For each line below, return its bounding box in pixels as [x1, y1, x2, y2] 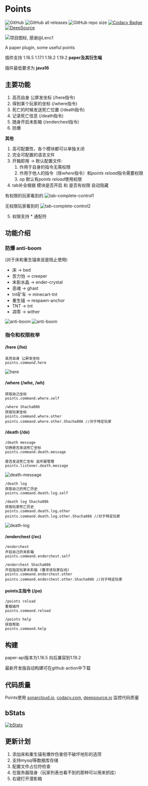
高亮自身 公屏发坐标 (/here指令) [12, 94, 75, 100]
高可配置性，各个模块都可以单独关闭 [12, 145, 85, 152]
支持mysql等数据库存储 [12, 757, 59, 763]
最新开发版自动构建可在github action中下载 [5, 665, 91, 671]
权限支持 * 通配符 [12, 213, 47, 219]
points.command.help [5, 627, 47, 631]
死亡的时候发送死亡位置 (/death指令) [12, 106, 85, 113]
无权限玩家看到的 [5, 203, 39, 209]
